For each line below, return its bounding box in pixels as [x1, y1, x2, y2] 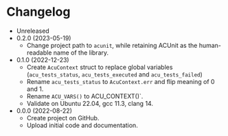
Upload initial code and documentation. [26, 121, 138, 129]
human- [198, 41, 221, 49]
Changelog [6, 4, 71, 20]
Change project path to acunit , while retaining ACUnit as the [26, 41, 198, 49]
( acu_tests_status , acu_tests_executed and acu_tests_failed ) [26, 70, 203, 79]
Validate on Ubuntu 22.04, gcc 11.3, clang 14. [26, 99, 154, 107]
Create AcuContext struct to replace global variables [26, 63, 173, 71]
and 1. [26, 85, 44, 93]
